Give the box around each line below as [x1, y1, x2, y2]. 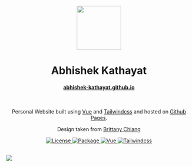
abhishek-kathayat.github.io [63, 83, 135, 91]
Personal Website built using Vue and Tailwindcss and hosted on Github [11, 108, 187, 115]
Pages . [90, 115, 108, 122]
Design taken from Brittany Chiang [57, 126, 141, 133]
